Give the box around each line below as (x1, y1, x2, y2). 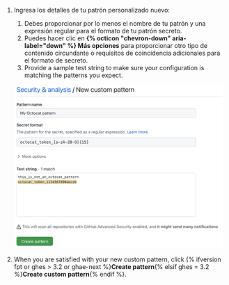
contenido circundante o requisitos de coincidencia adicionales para (24, 49, 221, 57)
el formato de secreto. (24, 56, 88, 65)
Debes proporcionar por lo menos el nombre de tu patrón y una (24, 19, 206, 27)
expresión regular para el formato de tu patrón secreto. (24, 27, 182, 35)
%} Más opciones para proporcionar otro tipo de (67, 42, 208, 49)
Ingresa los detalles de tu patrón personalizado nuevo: (13, 6, 171, 14)
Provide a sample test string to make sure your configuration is (24, 64, 205, 72)
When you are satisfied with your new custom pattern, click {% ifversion (13, 255, 221, 263)
